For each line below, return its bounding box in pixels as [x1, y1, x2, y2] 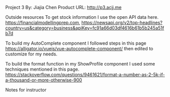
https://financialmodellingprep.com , [5, 20, 81, 25]
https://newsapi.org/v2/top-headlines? [81, 20, 163, 25]
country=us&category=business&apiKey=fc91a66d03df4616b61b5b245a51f [5, 25, 164, 31]
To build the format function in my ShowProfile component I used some [5, 61, 155, 67]
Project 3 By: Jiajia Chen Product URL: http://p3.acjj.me [5, 5, 122, 10]
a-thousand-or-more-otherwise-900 [5, 77, 83, 83]
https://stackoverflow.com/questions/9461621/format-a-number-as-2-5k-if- [5, 72, 165, 78]
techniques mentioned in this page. [5, 66, 80, 72]
